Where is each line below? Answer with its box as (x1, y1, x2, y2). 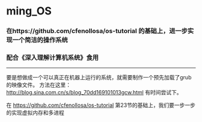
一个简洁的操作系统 (12, 36, 68, 44)
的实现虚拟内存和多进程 (6, 109, 64, 117)
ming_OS (6, 4, 52, 18)
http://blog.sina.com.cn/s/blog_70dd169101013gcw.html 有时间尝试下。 (6, 89, 182, 96)
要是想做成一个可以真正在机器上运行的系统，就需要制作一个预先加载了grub (6, 74, 192, 81)
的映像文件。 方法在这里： (6, 81, 71, 88)
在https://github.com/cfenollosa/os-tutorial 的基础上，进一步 (6, 27, 188, 35)
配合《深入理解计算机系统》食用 (6, 53, 99, 62)
